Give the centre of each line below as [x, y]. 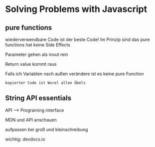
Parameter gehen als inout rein [37, 54]
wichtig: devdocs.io [25, 139]
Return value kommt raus [31, 64]
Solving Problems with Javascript [76, 9]
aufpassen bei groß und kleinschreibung [47, 129]
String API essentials [38, 98]
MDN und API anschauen [31, 120]
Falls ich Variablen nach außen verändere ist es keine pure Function [75, 74]
